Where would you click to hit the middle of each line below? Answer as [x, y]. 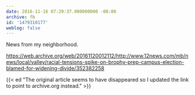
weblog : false [23, 28]
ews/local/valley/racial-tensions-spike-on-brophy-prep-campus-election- [95, 62]
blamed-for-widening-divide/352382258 [55, 69]
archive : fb [20, 17]
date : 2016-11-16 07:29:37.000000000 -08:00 [61, 11]
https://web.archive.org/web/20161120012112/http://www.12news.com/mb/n [97, 56]
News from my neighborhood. [42, 45]
